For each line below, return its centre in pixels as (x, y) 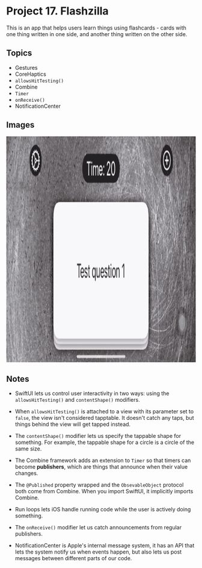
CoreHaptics (30, 74)
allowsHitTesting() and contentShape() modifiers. (77, 400)
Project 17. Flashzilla (58, 11)
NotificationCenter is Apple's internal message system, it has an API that (105, 546)
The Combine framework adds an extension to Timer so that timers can (103, 460)
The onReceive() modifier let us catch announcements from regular (98, 528)
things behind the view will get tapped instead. (73, 424)
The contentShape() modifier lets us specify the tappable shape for (98, 436)
